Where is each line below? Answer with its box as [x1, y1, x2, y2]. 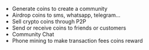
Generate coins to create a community [11, 5, 107, 12]
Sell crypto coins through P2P [11, 18, 86, 25]
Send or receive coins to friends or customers [11, 24, 127, 31]
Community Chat [11, 31, 54, 38]
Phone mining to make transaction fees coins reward [11, 37, 143, 44]
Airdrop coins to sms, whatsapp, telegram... [11, 11, 121, 19]
